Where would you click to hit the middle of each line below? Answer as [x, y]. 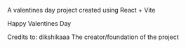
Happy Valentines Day [39, 23]
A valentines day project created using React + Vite [81, 10]
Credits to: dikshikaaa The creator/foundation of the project [93, 37]
